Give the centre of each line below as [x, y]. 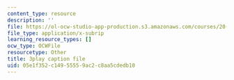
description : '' [31, 20]
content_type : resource [42, 14]
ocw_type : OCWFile [34, 46]
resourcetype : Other [37, 53]
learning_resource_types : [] [49, 40]
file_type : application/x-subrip [56, 33]
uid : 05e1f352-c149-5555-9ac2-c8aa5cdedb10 [71, 65]
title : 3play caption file [46, 59]
